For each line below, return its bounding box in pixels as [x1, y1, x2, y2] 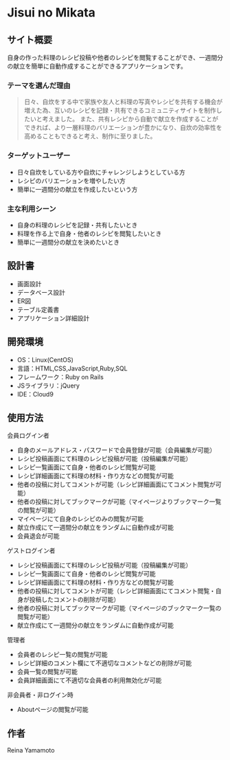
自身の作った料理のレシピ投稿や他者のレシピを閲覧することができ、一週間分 [7, 54, 224, 61]
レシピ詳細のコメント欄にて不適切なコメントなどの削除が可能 [16, 659, 192, 667]
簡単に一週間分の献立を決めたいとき [16, 238, 120, 246]
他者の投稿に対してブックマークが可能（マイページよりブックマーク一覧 [16, 498, 222, 506]
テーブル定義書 [16, 305, 60, 313]
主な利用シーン [7, 204, 56, 214]
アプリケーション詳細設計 [16, 314, 90, 322]
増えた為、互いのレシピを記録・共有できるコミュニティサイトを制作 [23, 107, 216, 115]
